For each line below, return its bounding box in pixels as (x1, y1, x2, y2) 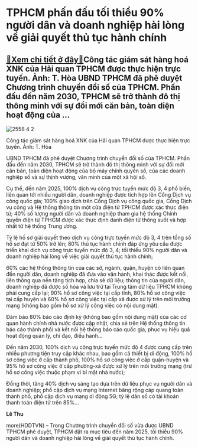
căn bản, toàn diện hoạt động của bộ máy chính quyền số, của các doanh (6, 167, 186, 174)
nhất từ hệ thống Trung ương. (6, 223, 78, 230)
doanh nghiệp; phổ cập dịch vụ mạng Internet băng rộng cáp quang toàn (6, 387, 184, 393)
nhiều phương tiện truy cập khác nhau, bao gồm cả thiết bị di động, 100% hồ (6, 350, 193, 357)
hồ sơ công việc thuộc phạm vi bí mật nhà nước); (6, 369, 125, 376)
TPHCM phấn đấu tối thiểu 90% (6, 6, 164, 19)
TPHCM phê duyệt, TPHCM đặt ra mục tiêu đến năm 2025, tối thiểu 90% (6, 428, 183, 435)
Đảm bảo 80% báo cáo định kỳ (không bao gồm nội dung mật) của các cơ (6, 314, 187, 320)
